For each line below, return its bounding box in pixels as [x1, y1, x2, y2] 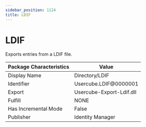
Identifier [8, 80, 30, 88]
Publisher [8, 114, 31, 121]
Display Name [8, 72, 41, 79]
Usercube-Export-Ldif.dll [74, 89, 137, 96]
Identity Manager [74, 114, 116, 121]
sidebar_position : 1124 [5, 7, 56, 13]
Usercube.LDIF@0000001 [74, 80, 139, 88]
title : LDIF [5, 12, 31, 17]
